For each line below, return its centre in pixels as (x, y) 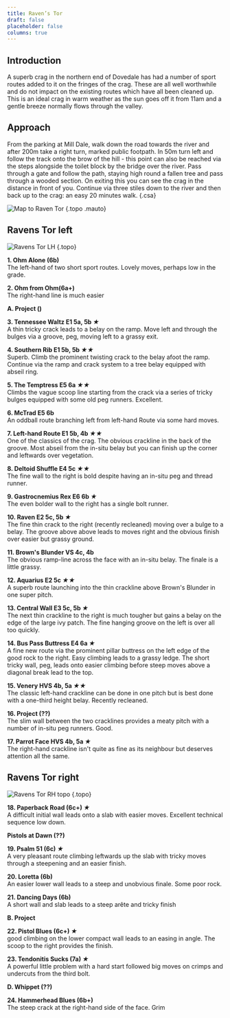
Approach (29, 128)
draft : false (26, 20)
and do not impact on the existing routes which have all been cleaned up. (111, 92)
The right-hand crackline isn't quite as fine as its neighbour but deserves (110, 748)
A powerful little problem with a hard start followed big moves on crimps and (115, 966)
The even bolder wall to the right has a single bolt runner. (88, 504)
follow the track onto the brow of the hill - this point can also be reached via (114, 159)
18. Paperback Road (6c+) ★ (49, 807)
